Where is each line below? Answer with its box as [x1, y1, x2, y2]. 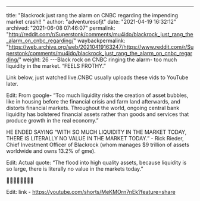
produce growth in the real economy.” [6, 117, 99, 124]
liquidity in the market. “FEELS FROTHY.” [6, 62, 106, 69]
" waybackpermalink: [73, 37, 126, 44]
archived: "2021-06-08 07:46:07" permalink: [6, 24, 115, 32]
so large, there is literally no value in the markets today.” [6, 165, 144, 172]
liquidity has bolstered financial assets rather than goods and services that [6, 111, 189, 118]
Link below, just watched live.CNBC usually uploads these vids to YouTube [6, 74, 189, 81]
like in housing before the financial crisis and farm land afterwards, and [6, 98, 180, 105]
